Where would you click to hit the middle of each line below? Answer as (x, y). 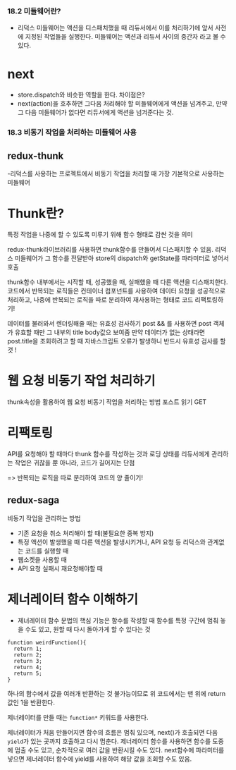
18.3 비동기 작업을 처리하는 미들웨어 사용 (72, 133)
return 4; (28, 667)
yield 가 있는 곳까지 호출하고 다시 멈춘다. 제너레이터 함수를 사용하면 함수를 (109, 741)
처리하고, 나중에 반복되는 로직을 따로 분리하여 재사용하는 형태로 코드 (100, 299)
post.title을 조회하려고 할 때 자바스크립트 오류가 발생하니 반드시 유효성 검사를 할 (117, 341)
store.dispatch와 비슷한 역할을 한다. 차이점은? (81, 95)
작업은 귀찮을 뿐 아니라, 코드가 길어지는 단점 (75, 463)
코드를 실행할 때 (47, 551)
